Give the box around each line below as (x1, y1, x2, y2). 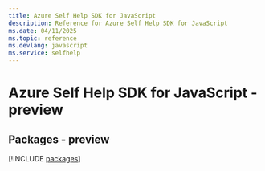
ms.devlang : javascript (8, 42, 88, 50)
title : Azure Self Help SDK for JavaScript (8, 11, 157, 20)
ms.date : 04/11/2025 (8, 26, 78, 35)
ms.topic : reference (8, 34, 78, 43)
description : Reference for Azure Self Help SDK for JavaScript (8, 19, 228, 27)
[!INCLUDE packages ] (8, 154, 81, 163)
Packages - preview (8, 132, 110, 146)
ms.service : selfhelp (8, 49, 81, 57)
